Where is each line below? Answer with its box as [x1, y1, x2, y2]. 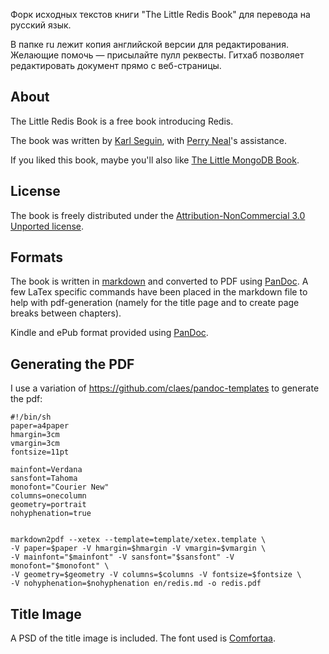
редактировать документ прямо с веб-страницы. [10, 60, 222, 71]
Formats [10, 249, 63, 266]
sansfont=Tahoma [10, 474, 78, 484]
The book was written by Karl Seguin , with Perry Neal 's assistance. [10, 134, 288, 146]
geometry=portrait [10, 500, 87, 510]
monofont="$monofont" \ [10, 561, 110, 571]
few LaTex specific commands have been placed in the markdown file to [10, 286, 308, 298]
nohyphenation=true [10, 509, 92, 519]
